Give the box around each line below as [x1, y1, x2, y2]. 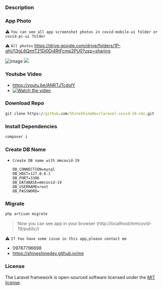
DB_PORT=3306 [12, 176, 40, 181]
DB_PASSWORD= [12, 189, 40, 194]
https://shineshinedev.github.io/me [12, 251, 84, 257]
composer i [5, 134, 28, 139]
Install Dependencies [5, 123, 58, 130]
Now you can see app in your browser [17, 221, 95, 227]
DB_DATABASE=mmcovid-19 [12, 180, 62, 185]
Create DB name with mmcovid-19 [12, 158, 80, 163]
